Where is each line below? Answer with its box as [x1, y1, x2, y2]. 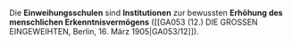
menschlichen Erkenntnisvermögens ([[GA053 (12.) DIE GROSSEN [9, 17, 258, 27]
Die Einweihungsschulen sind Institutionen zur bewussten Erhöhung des [9, 8, 283, 18]
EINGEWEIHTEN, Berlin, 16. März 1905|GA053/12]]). [9, 26, 199, 36]
